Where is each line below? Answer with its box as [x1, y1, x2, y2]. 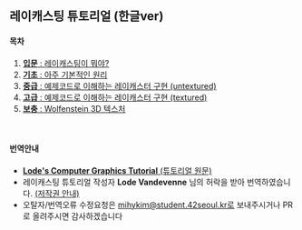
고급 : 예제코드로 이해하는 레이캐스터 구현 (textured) [22, 92, 208, 103]
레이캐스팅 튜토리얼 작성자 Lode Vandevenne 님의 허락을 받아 [22, 176, 245, 187]
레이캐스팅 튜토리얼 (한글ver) [9, 8, 164, 25]
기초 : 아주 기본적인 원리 [22, 69, 108, 80]
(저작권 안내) [34, 187, 80, 198]
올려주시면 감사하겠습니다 [32, 210, 123, 221]
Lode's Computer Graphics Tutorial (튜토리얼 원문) [22, 165, 212, 175]
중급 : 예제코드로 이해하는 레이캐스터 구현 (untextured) [22, 80, 217, 91]
